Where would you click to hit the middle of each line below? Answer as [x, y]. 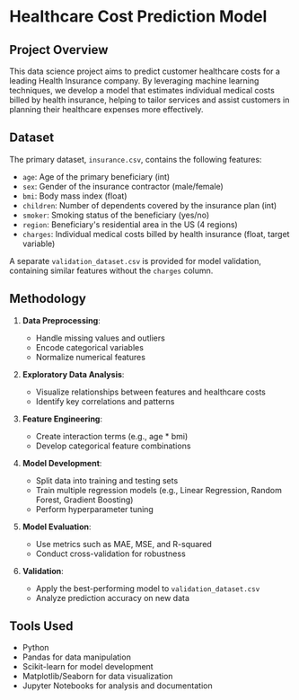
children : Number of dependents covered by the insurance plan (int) [149, 205]
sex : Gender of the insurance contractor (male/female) [123, 186]
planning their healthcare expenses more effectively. [106, 109]
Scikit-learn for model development [88, 667]
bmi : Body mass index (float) [75, 196]
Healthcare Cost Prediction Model [138, 17]
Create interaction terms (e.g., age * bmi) [112, 436]
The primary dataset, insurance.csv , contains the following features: [136, 159]
